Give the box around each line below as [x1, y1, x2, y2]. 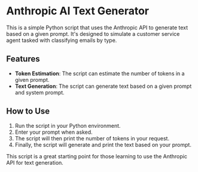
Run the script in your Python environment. [14, 122, 121, 129]
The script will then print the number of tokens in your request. [14, 134, 169, 142]
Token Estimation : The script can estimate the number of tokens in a [14, 70, 185, 77]
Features [6, 54, 40, 64]
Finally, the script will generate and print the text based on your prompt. [14, 141, 191, 148]
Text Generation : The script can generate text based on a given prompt [14, 82, 192, 90]
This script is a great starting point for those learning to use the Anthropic [6, 152, 187, 159]
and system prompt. [14, 88, 65, 96]
